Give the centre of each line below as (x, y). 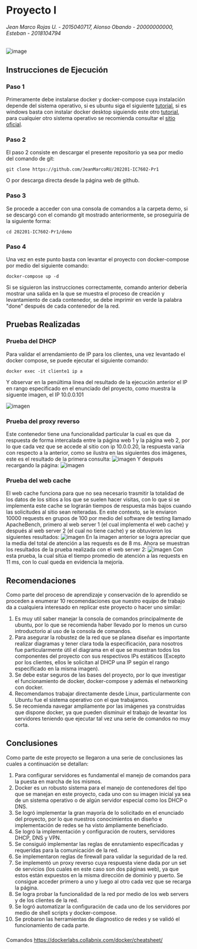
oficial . (14, 125)
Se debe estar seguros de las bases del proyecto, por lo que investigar (100, 675)
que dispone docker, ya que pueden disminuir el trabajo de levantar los (101, 712)
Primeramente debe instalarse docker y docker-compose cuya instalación (96, 99)
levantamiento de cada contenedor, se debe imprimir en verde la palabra (94, 299)
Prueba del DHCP (31, 341)
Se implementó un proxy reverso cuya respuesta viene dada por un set (101, 863)
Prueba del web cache (39, 480)
